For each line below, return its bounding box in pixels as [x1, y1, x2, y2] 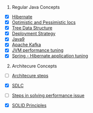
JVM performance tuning [11, 47, 64, 54]
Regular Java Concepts [11, 4, 60, 10]
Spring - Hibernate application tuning [11, 53, 88, 59]
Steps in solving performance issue [11, 92, 85, 98]
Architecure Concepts [11, 63, 57, 69]
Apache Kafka [11, 42, 41, 48]
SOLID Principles [11, 102, 47, 108]
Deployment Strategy [11, 31, 56, 37]
